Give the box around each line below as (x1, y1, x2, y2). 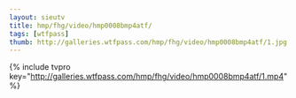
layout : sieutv (9, 12, 66, 22)
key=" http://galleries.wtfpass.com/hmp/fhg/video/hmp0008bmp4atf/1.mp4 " (9, 72, 288, 82)
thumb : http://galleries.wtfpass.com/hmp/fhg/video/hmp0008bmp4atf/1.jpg (9, 37, 288, 47)
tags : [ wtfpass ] (9, 29, 69, 38)
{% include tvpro (9, 62, 71, 72)
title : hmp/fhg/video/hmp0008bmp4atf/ (9, 21, 152, 30)
